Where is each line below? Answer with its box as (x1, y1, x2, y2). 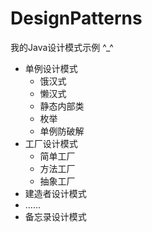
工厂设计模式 (24, 137, 78, 149)
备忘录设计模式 (24, 210, 87, 222)
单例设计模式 (24, 62, 78, 74)
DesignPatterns (10, 7, 143, 30)
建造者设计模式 (24, 187, 87, 199)
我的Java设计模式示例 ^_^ (10, 41, 114, 53)
